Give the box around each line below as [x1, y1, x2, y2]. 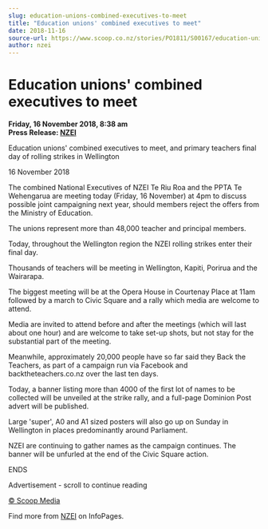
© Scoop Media [8, 496, 61, 506]
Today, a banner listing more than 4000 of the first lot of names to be [8, 384, 235, 394]
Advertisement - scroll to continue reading [8, 480, 148, 490]
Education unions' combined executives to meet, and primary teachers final [8, 143, 257, 153]
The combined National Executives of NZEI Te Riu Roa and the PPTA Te [8, 183, 242, 193]
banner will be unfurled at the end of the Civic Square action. [8, 449, 209, 459]
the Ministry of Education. [8, 209, 93, 218]
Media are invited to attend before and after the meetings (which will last [8, 320, 246, 329]
